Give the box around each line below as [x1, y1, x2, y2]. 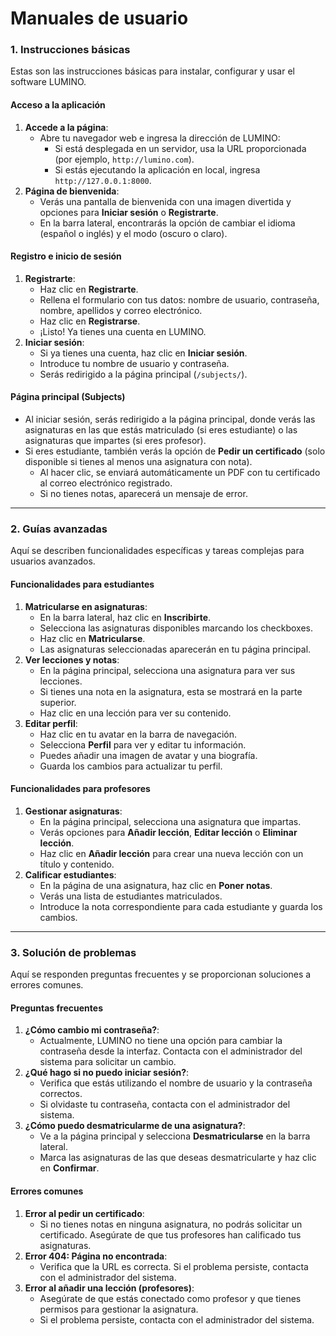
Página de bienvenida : [24, 185, 120, 197]
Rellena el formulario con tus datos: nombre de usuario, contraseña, [39, 293, 320, 306]
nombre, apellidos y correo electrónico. [39, 304, 203, 316]
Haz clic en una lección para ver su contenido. [39, 707, 232, 719]
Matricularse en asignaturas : [24, 600, 148, 612]
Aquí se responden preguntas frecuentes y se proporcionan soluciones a [10, 968, 312, 981]
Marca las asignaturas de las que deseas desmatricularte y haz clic [39, 1152, 317, 1164]
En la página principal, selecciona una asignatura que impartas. [39, 815, 302, 827]
